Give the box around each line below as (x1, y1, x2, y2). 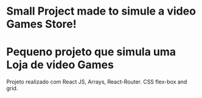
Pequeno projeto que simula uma (6, 45, 176, 59)
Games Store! (6, 17, 77, 31)
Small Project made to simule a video (6, 4, 197, 18)
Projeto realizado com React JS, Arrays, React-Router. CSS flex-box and (6, 78, 187, 86)
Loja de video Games (6, 58, 114, 72)
